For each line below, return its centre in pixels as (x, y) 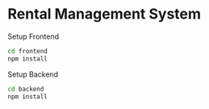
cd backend (26, 89)
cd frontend (27, 51)
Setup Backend (33, 74)
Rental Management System (104, 14)
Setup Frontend (33, 36)
